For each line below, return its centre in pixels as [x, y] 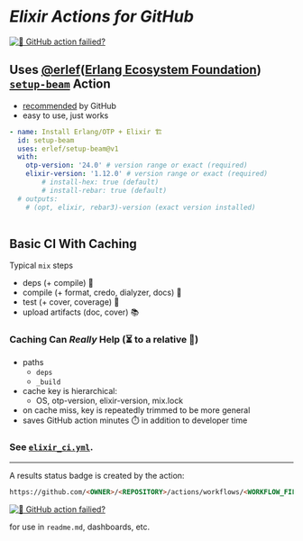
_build [48, 382]
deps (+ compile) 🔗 [58, 283]
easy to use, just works [65, 115]
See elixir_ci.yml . [51, 447]
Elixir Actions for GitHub [101, 17]
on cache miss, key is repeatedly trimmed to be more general [136, 410]
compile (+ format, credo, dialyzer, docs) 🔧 [102, 293]
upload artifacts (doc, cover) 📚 [81, 312]
